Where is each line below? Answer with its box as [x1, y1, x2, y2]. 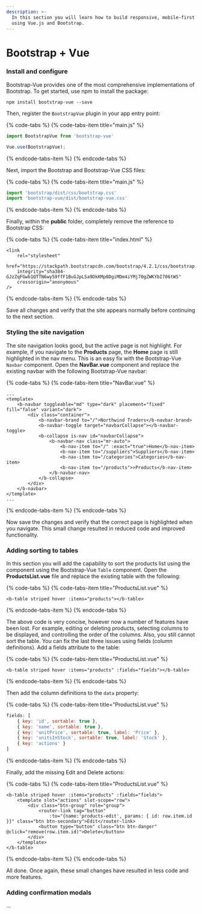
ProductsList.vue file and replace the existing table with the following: [6, 573, 181, 580]
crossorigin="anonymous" [17, 279, 79, 285]
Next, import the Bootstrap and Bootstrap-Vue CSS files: [6, 166, 146, 173]
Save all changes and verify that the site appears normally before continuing [6, 306, 195, 314]
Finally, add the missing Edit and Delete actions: [6, 769, 125, 776]
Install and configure [6, 67, 68, 76]
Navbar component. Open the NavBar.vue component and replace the [6, 361, 179, 368]
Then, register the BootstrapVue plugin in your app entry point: [6, 110, 161, 117]
